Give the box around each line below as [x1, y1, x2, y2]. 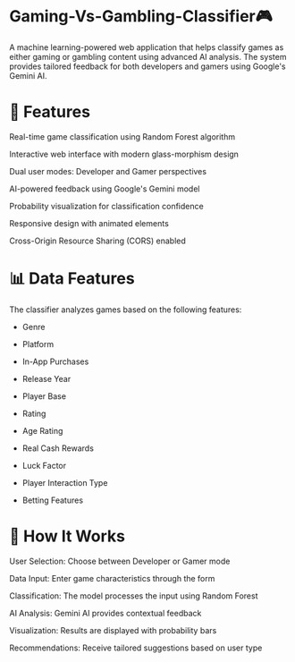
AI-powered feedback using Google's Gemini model [9, 183, 200, 194]
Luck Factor [21, 460, 67, 471]
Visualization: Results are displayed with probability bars [9, 624, 217, 635]
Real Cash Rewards [21, 443, 94, 454]
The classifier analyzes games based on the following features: [9, 304, 242, 315]
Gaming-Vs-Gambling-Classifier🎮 [9, 6, 273, 27]
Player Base [21, 390, 67, 402]
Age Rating [21, 425, 63, 436]
